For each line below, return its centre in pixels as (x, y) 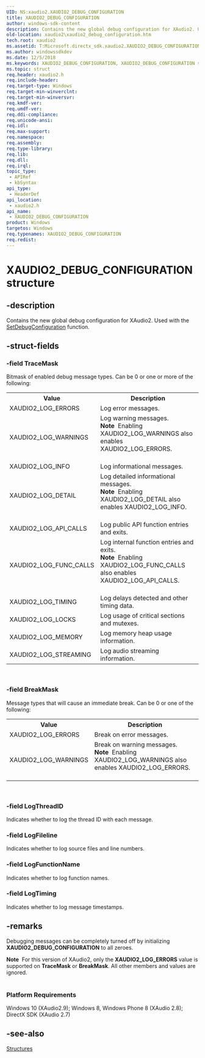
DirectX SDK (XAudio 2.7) (38, 1015)
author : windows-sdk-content (43, 23)
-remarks (24, 926)
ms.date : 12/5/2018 (31, 58)
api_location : (24, 200)
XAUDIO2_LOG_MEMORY (46, 637)
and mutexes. (120, 623)
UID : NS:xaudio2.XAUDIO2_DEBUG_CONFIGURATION (65, 12)
